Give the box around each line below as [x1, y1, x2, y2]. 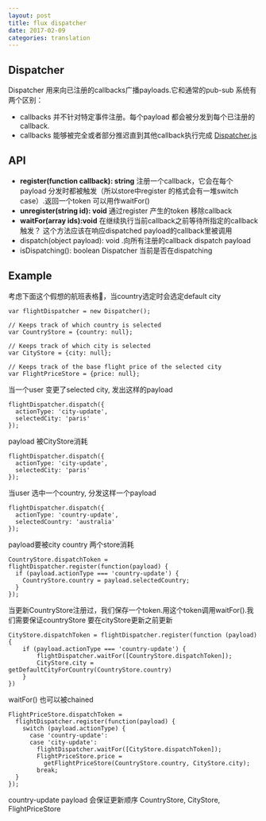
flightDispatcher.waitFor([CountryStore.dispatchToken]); [37, 652, 233, 660]
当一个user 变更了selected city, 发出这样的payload [8, 385, 173, 394]
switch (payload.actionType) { [22, 724, 126, 732]
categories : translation [8, 33, 91, 42]
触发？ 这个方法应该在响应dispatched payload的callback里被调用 [19, 226, 233, 235]
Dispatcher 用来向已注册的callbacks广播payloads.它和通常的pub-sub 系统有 [8, 85, 257, 95]
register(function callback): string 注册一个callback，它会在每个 [19, 176, 233, 185]
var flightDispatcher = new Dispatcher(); [8, 307, 151, 315]
